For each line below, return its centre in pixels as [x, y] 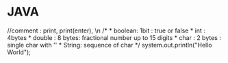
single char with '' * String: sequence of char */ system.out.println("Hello [110, 45]
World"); [19, 52]
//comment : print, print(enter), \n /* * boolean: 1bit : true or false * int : [106, 30]
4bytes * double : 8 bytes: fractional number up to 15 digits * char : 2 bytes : [114, 37]
